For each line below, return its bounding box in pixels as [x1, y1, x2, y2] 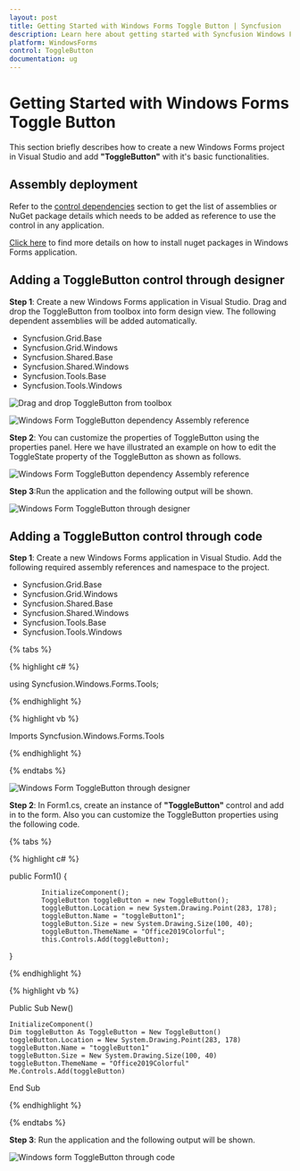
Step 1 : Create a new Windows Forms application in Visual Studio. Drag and [9, 296, 287, 307]
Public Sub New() [9, 1003, 74, 1014]
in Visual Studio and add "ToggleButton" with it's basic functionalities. [9, 151, 270, 162]
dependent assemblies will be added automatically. [9, 315, 198, 326]
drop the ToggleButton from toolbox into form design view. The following [9, 306, 277, 316]
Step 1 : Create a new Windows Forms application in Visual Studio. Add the [9, 552, 282, 563]
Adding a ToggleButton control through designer [9, 273, 285, 288]
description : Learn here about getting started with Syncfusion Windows [9, 29, 286, 38]
